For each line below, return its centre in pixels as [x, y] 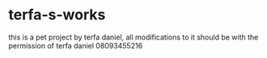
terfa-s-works [57, 15]
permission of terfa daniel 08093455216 [76, 45]
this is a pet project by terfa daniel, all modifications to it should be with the [133, 37]
